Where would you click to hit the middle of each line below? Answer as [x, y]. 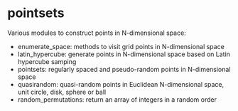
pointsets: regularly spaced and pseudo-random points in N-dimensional [124, 69]
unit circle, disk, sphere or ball [62, 92]
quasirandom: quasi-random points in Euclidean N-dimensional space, [121, 84]
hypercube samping [47, 61]
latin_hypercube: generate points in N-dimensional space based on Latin [124, 54]
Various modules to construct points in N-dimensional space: [97, 33]
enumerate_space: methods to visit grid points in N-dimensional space [121, 46]
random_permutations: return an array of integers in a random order [117, 99]
